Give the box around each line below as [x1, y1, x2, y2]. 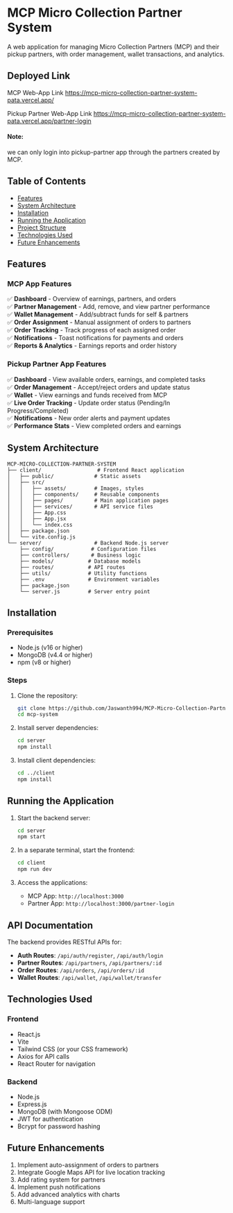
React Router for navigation [17, 1060, 96, 1068]
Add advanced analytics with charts [17, 1190, 120, 1198]
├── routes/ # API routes [19, 563, 126, 570]
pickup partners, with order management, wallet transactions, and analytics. [7, 50, 225, 58]
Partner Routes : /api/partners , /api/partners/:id [17, 958, 162, 967]
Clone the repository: [17, 691, 78, 699]
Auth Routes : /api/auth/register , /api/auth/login [17, 951, 164, 959]
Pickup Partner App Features [7, 359, 107, 369]
